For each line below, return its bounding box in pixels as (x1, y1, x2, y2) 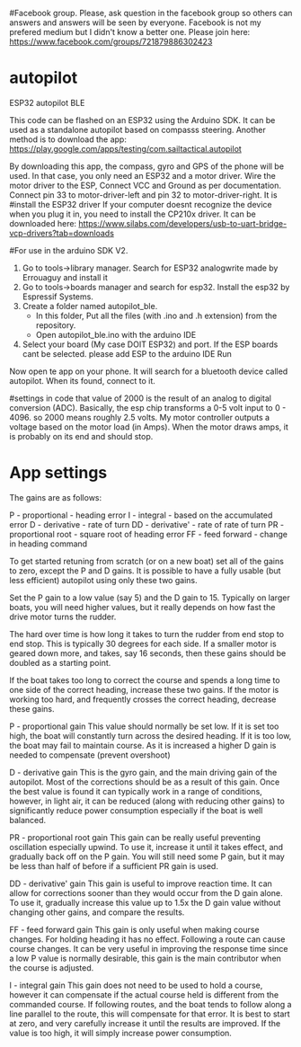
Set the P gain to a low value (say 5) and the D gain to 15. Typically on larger (9, 592, 290, 603)
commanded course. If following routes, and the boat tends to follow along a (9, 998, 292, 1009)
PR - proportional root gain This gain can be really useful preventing (9, 831, 261, 843)
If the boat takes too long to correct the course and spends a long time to (9, 674, 280, 686)
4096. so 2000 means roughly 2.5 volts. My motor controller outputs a (9, 412, 270, 422)
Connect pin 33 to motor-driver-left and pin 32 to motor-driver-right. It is (9, 189, 278, 200)
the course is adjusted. (9, 962, 94, 973)
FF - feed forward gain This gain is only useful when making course (9, 924, 260, 935)
